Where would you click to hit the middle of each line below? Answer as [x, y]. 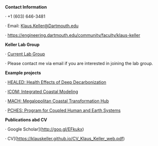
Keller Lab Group [22, 45]
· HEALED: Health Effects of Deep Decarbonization [56, 82]
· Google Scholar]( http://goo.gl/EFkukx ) [44, 129]
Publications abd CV [26, 120]
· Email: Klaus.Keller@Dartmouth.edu [42, 26]
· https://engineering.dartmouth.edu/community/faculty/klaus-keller [73, 35]
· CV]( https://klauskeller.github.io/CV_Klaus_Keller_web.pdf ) [65, 138]
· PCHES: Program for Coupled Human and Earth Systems [63, 110]
